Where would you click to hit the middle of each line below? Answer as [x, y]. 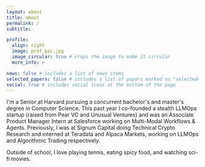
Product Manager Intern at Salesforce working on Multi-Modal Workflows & [101, 121]
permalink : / [23, 23]
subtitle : [19, 29]
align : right [28, 46]
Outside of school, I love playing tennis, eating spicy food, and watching [97, 152]
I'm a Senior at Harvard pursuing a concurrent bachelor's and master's [95, 102]
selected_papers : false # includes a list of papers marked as [88, 79]
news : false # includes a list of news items [65, 73]
